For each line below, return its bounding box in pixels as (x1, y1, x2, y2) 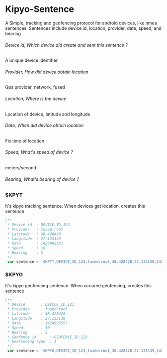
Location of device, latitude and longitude (5, 111, 90, 117)
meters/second (5, 164, 36, 170)
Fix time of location (5, 138, 45, 144)
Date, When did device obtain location (5, 122, 84, 128)
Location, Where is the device (5, 96, 67, 102)
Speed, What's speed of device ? (5, 149, 73, 155)
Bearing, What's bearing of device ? (5, 176, 80, 182)
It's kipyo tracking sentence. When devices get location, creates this (5, 203, 145, 209)
